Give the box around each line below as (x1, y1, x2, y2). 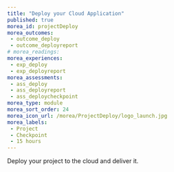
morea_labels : (7, 118, 48, 126)
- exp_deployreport (10, 67, 67, 74)
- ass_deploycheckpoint (10, 94, 78, 100)
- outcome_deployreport (10, 42, 78, 49)
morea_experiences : (7, 55, 63, 62)
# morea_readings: (7, 49, 60, 56)
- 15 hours (10, 138, 41, 145)
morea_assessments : (7, 74, 63, 81)
